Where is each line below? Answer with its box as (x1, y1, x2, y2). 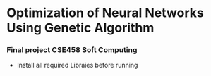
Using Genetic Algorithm (6, 20, 155, 36)
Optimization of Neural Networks (6, 5, 204, 21)
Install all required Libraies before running (16, 61, 138, 70)
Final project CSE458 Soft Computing (6, 45, 138, 55)
